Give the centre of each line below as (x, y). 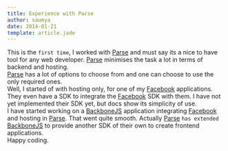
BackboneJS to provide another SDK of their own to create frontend (103, 125)
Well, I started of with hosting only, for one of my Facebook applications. (110, 89)
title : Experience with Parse (51, 13)
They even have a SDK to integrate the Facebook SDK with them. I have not (114, 97)
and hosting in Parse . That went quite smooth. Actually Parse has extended (113, 119)
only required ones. (35, 82)
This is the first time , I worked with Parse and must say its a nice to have (113, 52)
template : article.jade (41, 33)
